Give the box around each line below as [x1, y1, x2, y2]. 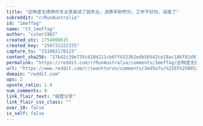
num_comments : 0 [6, 88, 47, 94]
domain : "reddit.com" [6, 71, 61, 77]
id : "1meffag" [6, 20, 42, 26]
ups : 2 [6, 76, 23, 82]
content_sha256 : [6, 54, 47, 60]
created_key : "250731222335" [6, 43, 80, 49]
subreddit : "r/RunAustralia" [6, 15, 80, 21]
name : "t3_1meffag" [6, 25, 56, 32]
